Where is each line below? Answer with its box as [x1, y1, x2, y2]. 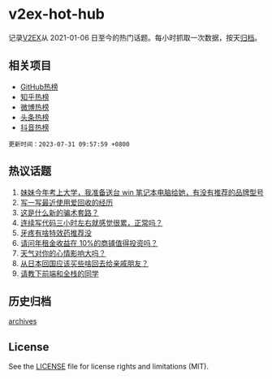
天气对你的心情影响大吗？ [19, 248, 106, 258]
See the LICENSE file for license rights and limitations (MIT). [8, 362, 209, 372]
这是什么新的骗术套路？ [19, 208, 99, 217]
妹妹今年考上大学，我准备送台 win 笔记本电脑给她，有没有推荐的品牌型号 [19, 187, 264, 197]
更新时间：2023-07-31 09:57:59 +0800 [8, 140, 130, 149]
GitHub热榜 [19, 82, 58, 92]
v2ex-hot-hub [8, 5, 106, 24]
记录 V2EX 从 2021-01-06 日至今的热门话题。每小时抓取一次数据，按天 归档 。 [8, 32, 262, 42]
